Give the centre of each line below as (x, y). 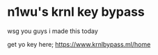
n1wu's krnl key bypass (76, 12)
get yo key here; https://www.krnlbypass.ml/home (79, 44)
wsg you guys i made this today (53, 31)
